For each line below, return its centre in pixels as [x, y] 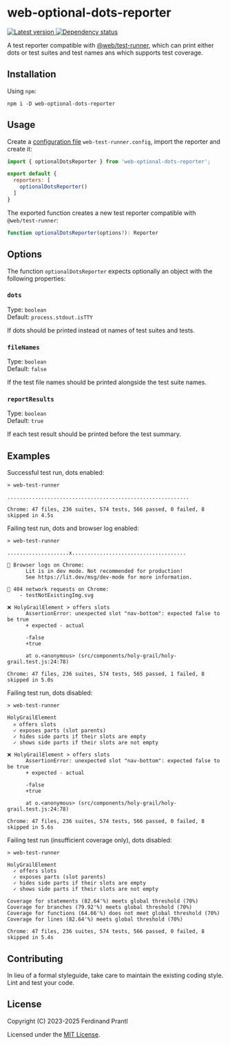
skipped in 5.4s [30, 938]
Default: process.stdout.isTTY [50, 317]
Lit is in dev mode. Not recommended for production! [104, 572]
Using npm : [22, 91]
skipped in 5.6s [30, 827]
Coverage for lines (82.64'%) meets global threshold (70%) [95, 920]
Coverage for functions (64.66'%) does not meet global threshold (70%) [114, 914]
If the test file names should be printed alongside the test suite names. [107, 382]
